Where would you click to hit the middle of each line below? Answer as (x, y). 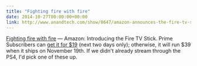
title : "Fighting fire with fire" (48, 11)
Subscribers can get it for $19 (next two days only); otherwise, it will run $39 (98, 45)
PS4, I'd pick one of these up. (42, 57)
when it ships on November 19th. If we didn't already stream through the (93, 51)
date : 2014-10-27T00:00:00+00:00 (47, 17)
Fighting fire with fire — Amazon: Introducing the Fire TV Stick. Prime (89, 39)
